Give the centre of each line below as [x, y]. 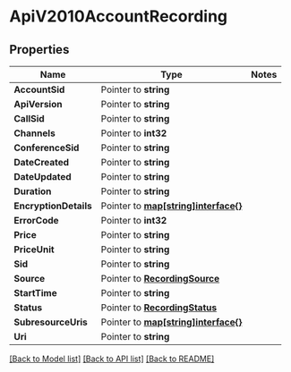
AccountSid [39, 89]
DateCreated [42, 162]
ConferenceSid [47, 148]
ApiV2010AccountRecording [119, 17]
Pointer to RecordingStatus [159, 308]
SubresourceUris [51, 322]
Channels [34, 133]
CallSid [29, 118]
